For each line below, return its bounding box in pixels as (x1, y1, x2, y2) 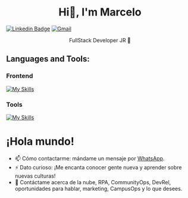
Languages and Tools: (6, 54, 90, 64)
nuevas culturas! (14, 172, 56, 180)
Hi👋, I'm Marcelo (58, 5, 142, 19)
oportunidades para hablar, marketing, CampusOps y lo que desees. (14, 185, 183, 192)
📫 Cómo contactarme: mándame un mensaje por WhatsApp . (14, 154, 165, 162)
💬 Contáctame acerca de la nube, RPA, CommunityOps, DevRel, (14, 178, 171, 185)
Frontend (6, 72, 33, 80)
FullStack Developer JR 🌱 (69, 36, 131, 44)
